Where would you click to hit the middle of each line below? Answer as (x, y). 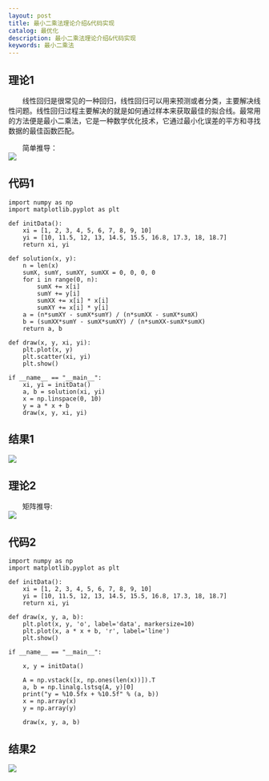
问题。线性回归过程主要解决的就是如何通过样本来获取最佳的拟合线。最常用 (138, 111)
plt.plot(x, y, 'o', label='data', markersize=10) (109, 624)
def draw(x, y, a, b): (46, 618)
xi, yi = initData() (57, 384)
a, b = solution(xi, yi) (64, 392)
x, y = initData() (53, 666)
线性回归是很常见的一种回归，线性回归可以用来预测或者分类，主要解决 (138, 100)
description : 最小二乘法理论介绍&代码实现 (72, 38)
